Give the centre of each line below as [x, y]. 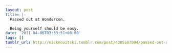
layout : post [19, 10]
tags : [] [15, 38]
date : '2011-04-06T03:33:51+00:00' [43, 33]
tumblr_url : [18, 43]
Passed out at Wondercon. [38, 19]
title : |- [16, 15]
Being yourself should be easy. [45, 28]
